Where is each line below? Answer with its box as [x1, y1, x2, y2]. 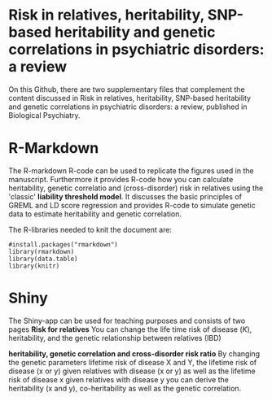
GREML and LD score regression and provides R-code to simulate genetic [8, 200, 256, 210]
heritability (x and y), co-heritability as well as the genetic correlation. [8, 383, 242, 393]
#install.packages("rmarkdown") [8, 240, 118, 249]
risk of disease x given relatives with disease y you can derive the [8, 374, 230, 384]
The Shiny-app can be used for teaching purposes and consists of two [8, 316, 246, 325]
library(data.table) [8, 255, 79, 263]
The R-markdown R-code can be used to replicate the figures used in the [8, 165, 254, 176]
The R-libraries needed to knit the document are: [8, 224, 173, 234]
